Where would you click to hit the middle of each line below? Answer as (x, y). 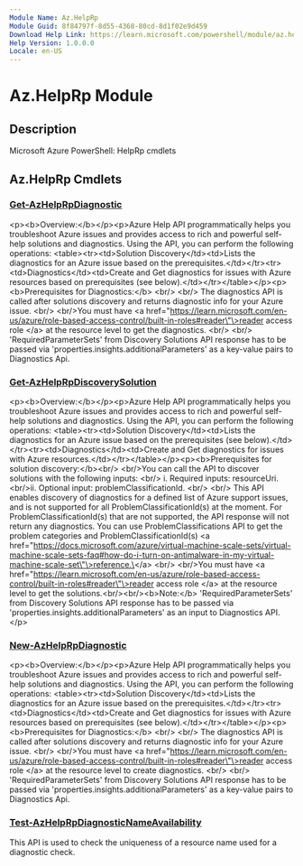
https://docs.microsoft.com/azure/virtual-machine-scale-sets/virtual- (162, 546)
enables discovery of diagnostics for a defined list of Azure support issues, (149, 498)
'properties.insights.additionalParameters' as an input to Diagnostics (136, 613)
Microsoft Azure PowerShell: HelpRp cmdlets (93, 151)
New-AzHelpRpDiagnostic (68, 646)
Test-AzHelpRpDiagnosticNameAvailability (106, 823)
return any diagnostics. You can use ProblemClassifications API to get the (146, 526)
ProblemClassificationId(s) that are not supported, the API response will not (150, 517)
